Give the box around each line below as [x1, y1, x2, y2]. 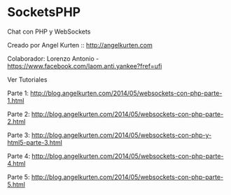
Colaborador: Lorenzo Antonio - [7, 54, 99, 63]
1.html [7, 96, 24, 105]
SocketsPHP [7, 4, 81, 20]
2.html [7, 117, 26, 126]
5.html [7, 180, 26, 189]
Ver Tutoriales [7, 75, 48, 84]
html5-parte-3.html [7, 138, 63, 147]
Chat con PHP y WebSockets [7, 27, 91, 36]
